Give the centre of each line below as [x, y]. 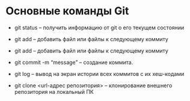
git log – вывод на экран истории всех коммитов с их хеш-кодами [99, 74]
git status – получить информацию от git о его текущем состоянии [99, 27]
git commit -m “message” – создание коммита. [74, 62]
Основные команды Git [67, 11]
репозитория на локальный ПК [54, 91]
